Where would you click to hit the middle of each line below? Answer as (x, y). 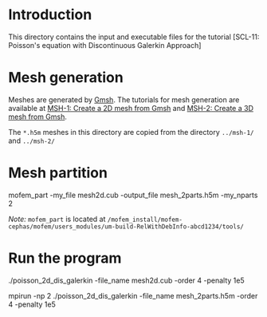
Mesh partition (58, 173)
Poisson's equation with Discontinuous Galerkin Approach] (105, 45)
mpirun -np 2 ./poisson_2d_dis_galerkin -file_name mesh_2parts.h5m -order (133, 295)
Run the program (65, 258)
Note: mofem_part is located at (57, 219)
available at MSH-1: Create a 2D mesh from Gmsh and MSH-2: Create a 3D (131, 108)
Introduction (50, 15)
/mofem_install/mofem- (145, 220)
